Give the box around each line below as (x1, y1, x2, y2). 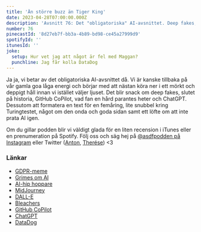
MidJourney (14, 186, 45, 193)
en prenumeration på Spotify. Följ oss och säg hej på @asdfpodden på (6, 132, 181, 139)
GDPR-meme (14, 167, 48, 175)
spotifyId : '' (6, 37, 42, 43)
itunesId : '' (6, 43, 39, 49)
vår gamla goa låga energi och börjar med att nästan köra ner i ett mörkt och (6, 82, 195, 89)
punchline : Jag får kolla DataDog (11, 59, 98, 65)
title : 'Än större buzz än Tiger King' (6, 8, 106, 15)
